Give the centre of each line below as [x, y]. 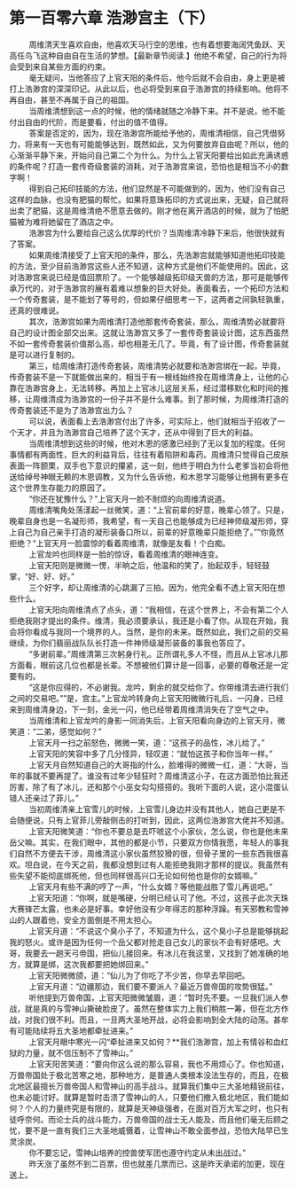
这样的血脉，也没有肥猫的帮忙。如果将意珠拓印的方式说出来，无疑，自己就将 [149, 199]
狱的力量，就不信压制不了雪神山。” [71, 1052]
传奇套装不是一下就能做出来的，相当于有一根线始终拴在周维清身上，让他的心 [149, 377]
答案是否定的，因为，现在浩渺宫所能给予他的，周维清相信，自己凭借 [153, 133]
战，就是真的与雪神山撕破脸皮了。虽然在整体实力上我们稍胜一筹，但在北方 [145, 1008]
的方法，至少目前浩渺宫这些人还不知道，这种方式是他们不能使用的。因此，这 [149, 266]
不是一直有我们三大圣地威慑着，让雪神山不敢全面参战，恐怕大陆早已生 [161, 1130]
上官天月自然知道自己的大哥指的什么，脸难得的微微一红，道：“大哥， [155, 764]
